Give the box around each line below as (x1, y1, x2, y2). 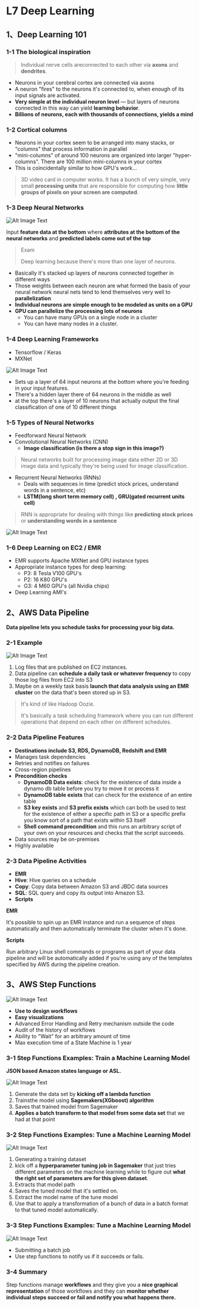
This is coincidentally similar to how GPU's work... (14, 164, 137, 172)
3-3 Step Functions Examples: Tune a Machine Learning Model (6, 1221, 191, 1230)
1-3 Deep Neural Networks (6, 204, 84, 212)
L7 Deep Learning (6, 4, 95, 18)
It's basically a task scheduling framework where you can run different (20, 712, 194, 719)
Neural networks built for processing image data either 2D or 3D (20, 456, 178, 463)
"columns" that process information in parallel (14, 145, 128, 153)
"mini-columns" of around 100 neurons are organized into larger (14, 152, 172, 159)
